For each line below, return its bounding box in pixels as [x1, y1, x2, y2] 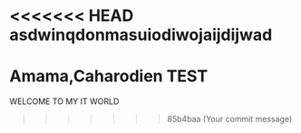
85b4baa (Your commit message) [167, 114, 293, 125]
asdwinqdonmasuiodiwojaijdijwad [9, 24, 273, 45]
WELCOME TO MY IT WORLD [9, 96, 120, 107]
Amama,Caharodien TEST [9, 66, 209, 87]
